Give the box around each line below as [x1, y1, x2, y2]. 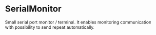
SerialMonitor [5, 3, 62, 14]
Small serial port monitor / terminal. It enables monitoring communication [5, 19, 152, 25]
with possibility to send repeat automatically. [5, 24, 95, 30]
